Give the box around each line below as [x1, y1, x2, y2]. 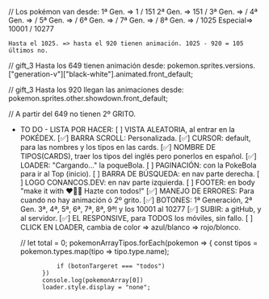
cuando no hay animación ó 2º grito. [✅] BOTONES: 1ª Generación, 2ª [19, 195, 253, 205]
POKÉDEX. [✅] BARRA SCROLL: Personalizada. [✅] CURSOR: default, [19, 133, 251, 143]
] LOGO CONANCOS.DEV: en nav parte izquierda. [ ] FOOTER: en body [19, 177, 256, 187]
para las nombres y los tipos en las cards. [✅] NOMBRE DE [19, 143, 216, 152]
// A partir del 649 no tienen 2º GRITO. [8, 109, 136, 118]
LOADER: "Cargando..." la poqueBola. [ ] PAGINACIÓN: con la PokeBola [19, 160, 257, 170]
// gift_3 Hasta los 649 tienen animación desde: [8, 60, 166, 70]
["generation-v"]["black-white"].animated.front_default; [8, 69, 194, 79]
